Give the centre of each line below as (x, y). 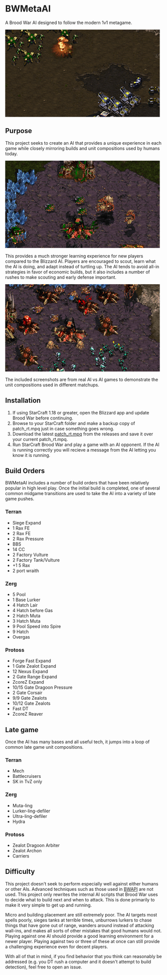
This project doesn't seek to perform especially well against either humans (82, 883)
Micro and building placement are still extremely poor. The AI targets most (81, 914)
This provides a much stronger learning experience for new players (74, 256)
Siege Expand (27, 523)
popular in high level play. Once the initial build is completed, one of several (83, 488)
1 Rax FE (21, 528)
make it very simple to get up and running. (49, 905)
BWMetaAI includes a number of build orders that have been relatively (77, 483)
